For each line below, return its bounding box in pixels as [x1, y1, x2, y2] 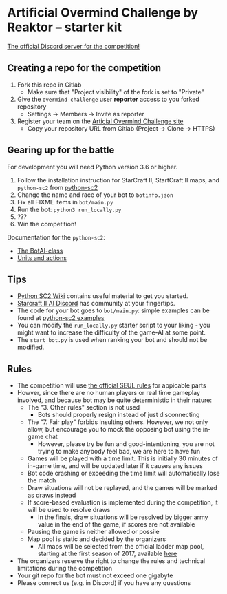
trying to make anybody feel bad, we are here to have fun [37, 447, 201, 456]
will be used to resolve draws [27, 506, 111, 514]
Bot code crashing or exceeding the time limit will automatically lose [27, 469, 220, 478]
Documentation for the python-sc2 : [7, 233, 105, 242]
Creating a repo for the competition [7, 62, 162, 74]
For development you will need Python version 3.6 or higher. [7, 162, 178, 171]
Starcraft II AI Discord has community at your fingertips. [17, 299, 175, 308]
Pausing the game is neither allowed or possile [27, 528, 160, 536]
